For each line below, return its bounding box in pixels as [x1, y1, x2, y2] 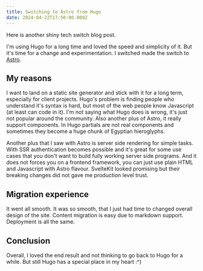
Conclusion [6, 235, 51, 246]
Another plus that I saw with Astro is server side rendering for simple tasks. [6, 140, 193, 147]
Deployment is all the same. [6, 218, 76, 226]
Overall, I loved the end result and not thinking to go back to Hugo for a [6, 252, 183, 259]
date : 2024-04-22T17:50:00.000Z [6, 15, 88, 21]
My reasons [6, 73, 52, 83]
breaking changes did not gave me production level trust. [6, 172, 149, 179]
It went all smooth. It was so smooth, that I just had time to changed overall [6, 205, 193, 212]
